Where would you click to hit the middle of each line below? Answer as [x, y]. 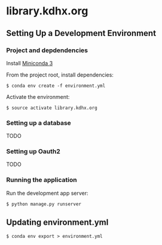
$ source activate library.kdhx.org [52, 108]
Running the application [42, 180]
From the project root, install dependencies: [60, 75]
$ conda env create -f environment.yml [56, 86]
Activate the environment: [38, 96]
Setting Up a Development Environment [81, 33]
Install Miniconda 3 [30, 63]
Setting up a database [39, 123]
